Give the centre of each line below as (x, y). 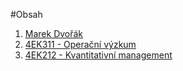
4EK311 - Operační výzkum (80, 44)
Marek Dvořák (54, 33)
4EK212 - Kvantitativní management (98, 55)
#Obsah (26, 14)
